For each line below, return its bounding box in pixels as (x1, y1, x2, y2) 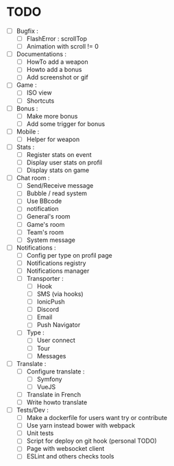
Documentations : (16, 50, 66, 58)
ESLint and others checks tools (26, 452, 114, 461)
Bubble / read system (26, 189, 87, 197)
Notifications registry (26, 258, 86, 267)
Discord (36, 306, 60, 314)
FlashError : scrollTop (26, 35, 87, 42)
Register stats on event (26, 150, 92, 158)
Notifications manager (26, 267, 90, 275)
